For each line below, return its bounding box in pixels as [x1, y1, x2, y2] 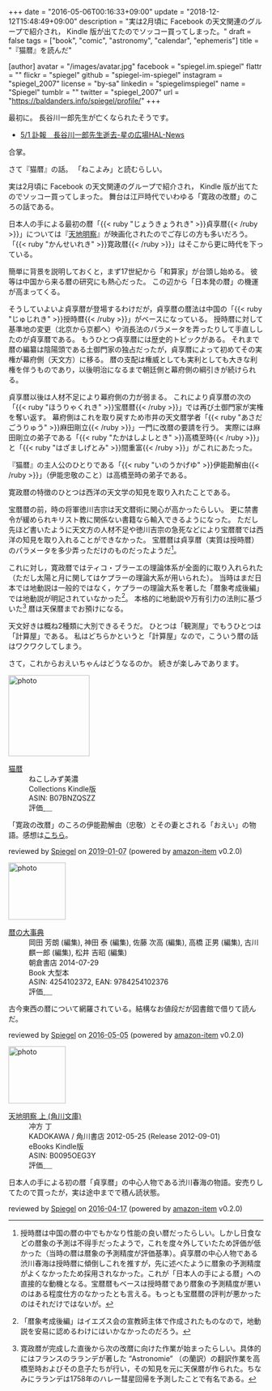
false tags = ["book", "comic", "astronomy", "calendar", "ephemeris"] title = [8, 36, 259, 45]
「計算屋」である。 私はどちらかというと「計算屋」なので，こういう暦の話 [8, 631, 259, 641]
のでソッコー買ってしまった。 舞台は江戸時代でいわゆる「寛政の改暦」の [8, 192, 251, 201]
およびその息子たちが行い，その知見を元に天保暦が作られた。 [41, 1363, 248, 1373]
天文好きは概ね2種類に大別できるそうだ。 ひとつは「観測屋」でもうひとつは [8, 621, 261, 630]
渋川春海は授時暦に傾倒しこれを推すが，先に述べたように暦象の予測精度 [19, 1258, 261, 1268]
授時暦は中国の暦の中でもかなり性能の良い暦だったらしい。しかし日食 [19, 1227, 255, 1238]
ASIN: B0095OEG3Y [28, 1150, 96, 1160]
